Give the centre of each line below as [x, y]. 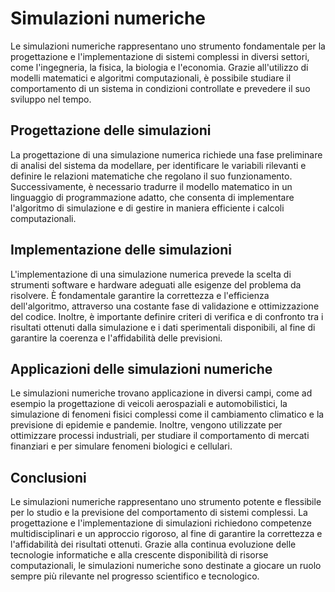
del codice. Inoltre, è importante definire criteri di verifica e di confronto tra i [167, 316]
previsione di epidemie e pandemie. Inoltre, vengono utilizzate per [146, 425]
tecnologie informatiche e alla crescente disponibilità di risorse [139, 555]
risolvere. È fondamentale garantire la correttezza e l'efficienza [140, 295]
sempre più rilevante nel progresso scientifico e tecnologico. [135, 576]
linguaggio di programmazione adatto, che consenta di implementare [152, 197]
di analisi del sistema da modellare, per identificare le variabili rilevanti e [158, 165]
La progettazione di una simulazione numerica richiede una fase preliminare [166, 154]
